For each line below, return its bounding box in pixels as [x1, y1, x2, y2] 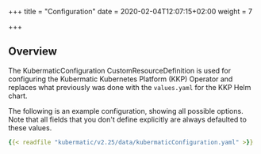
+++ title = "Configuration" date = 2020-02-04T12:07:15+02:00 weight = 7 [8, 7, 252, 16]
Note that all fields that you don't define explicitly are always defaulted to [8, 115, 248, 124]
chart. [8, 91, 28, 100]
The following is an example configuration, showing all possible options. [8, 106, 244, 115]
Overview [8, 45, 58, 58]
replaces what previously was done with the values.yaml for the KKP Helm [8, 82, 251, 92]
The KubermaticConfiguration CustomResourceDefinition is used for [8, 66, 232, 75]
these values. [8, 122, 52, 133]
